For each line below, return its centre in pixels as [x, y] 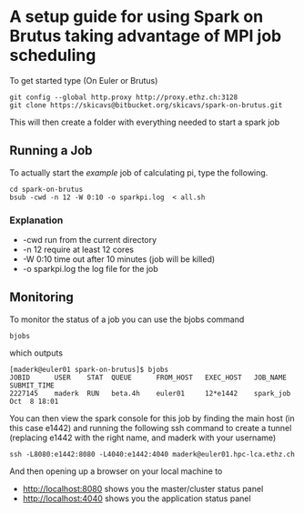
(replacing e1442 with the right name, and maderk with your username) [143, 438]
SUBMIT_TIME [32, 385]
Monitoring [42, 297]
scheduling [53, 55]
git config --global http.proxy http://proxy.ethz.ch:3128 [124, 97]
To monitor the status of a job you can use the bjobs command [127, 319]
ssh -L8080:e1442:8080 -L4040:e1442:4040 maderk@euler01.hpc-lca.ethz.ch [152, 454]
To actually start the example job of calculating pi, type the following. [139, 172]
